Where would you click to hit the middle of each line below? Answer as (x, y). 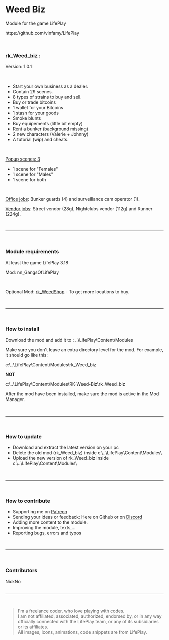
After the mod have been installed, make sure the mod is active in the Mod (82, 394)
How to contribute (28, 501)
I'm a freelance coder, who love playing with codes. (71, 611)
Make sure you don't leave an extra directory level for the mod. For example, (84, 349)
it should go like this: (26, 355)
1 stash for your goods (36, 113)
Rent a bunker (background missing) (50, 129)
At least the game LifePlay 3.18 (37, 262)
